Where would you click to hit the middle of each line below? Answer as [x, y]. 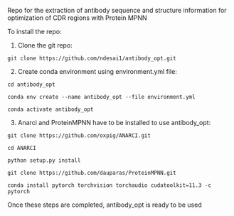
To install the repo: [34, 32]
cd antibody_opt [31, 85]
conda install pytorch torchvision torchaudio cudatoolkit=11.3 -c [110, 185]
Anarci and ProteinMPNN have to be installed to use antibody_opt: [114, 123]
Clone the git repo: [45, 45]
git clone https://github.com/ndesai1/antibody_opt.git [92, 58]
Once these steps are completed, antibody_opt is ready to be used [105, 205]
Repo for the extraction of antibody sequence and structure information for [117, 10]
